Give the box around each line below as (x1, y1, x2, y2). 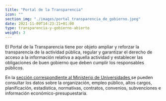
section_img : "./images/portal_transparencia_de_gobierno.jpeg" (5, 16, 141, 21)
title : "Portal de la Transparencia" (5, 7, 83, 12)
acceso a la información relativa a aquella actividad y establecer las (5, 54, 143, 60)
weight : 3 (5, 30, 26, 35)
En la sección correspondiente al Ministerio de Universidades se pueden (5, 75, 153, 80)
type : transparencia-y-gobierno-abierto (5, 26, 90, 31)
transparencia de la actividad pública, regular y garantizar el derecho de (5, 49, 153, 55)
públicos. (5, 65, 24, 71)
